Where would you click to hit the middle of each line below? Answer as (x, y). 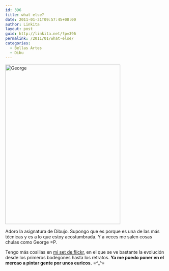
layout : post (19, 29)
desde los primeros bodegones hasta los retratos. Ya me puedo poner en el (85, 257)
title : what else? (25, 15)
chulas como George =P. (31, 242)
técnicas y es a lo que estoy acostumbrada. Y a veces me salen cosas (79, 237)
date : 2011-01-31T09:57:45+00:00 (41, 19)
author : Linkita (22, 24)
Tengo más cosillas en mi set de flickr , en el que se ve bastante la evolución (85, 252)
